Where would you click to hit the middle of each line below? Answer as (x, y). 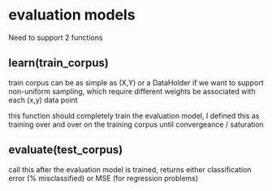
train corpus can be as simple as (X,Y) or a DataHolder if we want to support (136, 82)
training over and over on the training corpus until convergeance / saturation (136, 124)
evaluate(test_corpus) (66, 150)
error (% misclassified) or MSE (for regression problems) (104, 178)
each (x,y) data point (43, 100)
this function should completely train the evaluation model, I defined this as (134, 115)
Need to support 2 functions (56, 37)
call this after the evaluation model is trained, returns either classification (130, 169)
